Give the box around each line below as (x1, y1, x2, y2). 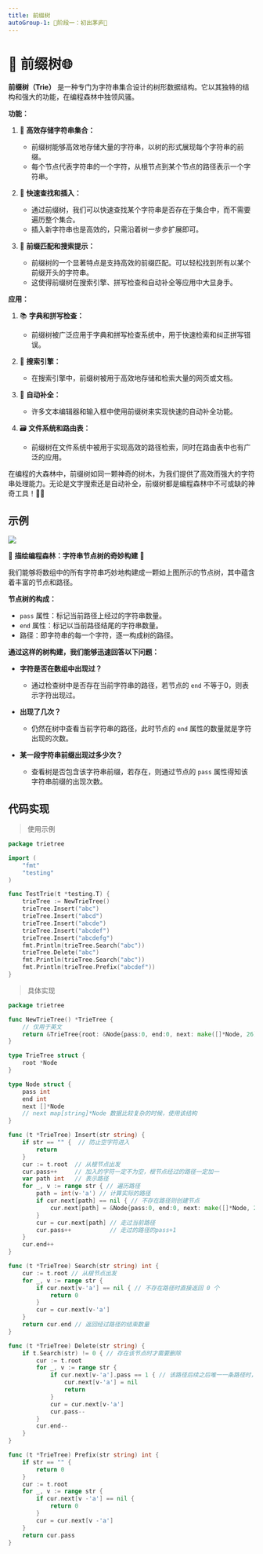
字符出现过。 (38, 690, 80, 700)
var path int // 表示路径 (22, 1175, 110, 1183)
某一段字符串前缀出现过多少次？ (19, 751, 123, 760)
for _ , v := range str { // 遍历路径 (22, 1183, 141, 1190)
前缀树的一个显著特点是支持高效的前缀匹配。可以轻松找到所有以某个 (31, 258, 251, 268)
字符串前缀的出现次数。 (31, 777, 107, 786)
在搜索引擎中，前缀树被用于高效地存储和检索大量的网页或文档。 (31, 374, 237, 383)
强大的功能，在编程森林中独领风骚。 (21, 92, 139, 102)
